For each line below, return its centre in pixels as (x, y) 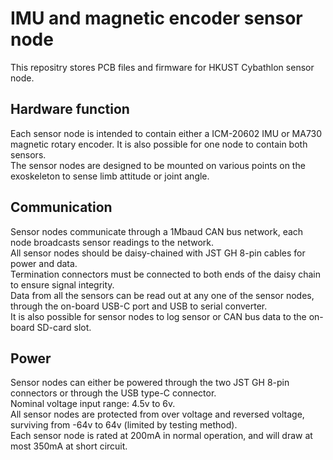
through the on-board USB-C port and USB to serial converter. (139, 306)
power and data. (44, 263)
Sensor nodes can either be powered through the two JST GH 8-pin (150, 383)
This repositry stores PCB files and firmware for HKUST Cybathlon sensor (162, 67)
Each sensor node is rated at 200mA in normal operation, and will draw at (161, 436)
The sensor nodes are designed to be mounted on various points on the (158, 165)
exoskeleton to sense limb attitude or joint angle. (110, 176)
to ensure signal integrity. (62, 284)
